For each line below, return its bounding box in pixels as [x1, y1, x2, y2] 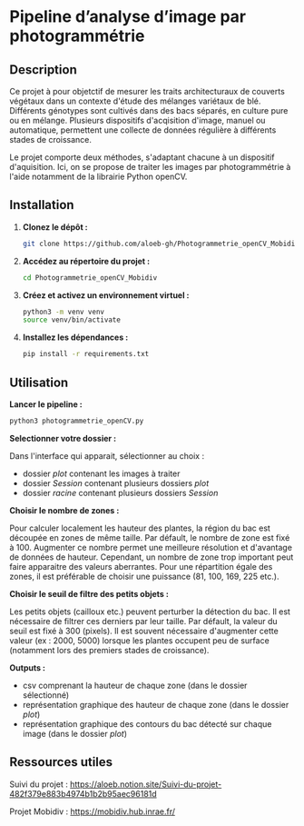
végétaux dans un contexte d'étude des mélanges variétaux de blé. [9, 95, 261, 106]
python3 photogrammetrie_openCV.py [9, 416, 144, 425]
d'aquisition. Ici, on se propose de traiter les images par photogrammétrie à [9, 162, 291, 172]
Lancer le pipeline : [9, 399, 83, 410]
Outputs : [9, 662, 46, 673]
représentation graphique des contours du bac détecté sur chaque [22, 718, 272, 729]
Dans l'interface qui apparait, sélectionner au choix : [9, 450, 205, 461]
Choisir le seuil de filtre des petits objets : [9, 588, 170, 599]
